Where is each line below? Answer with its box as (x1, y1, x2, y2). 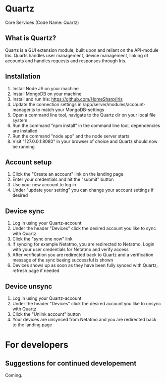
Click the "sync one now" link (12, 236, 73, 242)
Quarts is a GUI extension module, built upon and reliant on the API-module (5, 47, 159, 53)
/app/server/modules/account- (82, 101, 146, 107)
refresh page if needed (12, 267, 59, 274)
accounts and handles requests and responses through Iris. (5, 58, 127, 64)
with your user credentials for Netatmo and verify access (12, 247, 129, 253)
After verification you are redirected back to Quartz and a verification (12, 252, 154, 258)
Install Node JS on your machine (12, 85, 79, 91)
